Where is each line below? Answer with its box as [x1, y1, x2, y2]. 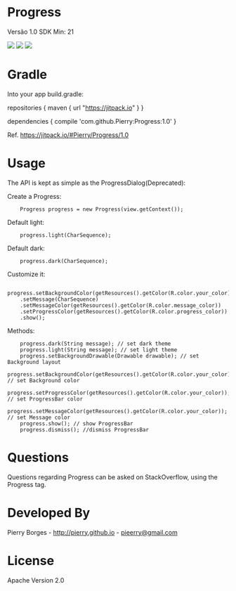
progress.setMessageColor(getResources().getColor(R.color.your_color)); [7, 408, 228, 415]
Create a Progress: [7, 192, 62, 200]
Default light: [7, 218, 44, 226]
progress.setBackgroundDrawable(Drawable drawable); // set [20, 352, 199, 359]
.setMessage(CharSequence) [20, 296, 99, 303]
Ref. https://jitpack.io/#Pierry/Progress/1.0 [7, 131, 129, 139]
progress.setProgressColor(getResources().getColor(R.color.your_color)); [7, 389, 231, 396]
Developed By [7, 505, 91, 521]
